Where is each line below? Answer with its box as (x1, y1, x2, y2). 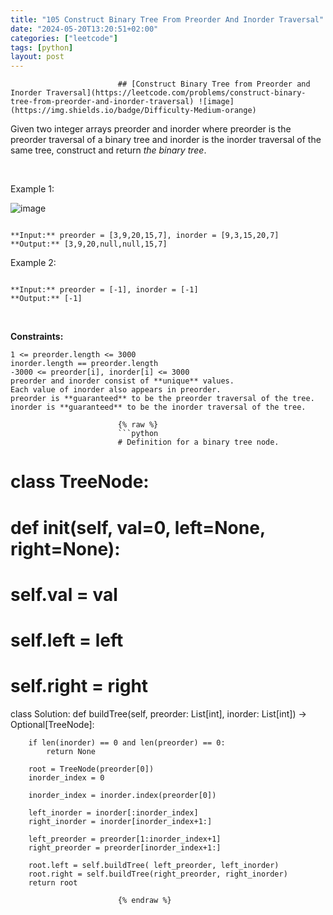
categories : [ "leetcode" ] (10, 33, 118, 43)
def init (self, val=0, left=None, (10, 516, 266, 539)
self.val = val (10, 583, 118, 606)
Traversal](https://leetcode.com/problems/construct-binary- (46, 88, 307, 98)
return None (46, 746, 97, 756)
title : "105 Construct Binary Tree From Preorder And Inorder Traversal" (10, 14, 325, 25)
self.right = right (10, 675, 149, 698)
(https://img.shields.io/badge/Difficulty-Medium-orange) (10, 106, 257, 116)
